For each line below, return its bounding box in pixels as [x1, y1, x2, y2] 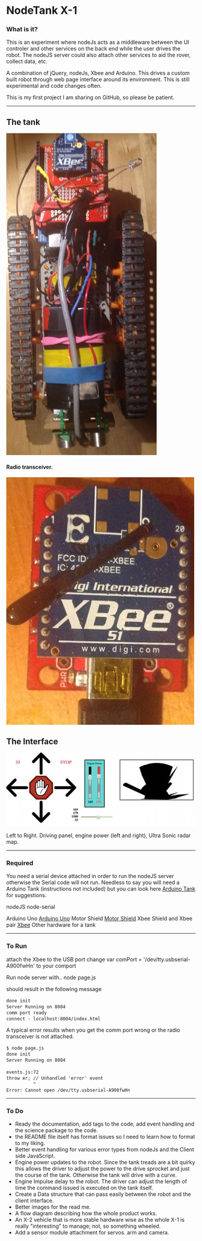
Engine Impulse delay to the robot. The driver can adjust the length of [14, 1178, 188, 1185]
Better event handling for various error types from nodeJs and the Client [14, 1146, 194, 1153]
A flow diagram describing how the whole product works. [14, 1210, 158, 1217]
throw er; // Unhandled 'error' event [6, 1075, 103, 1081]
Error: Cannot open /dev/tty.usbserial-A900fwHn [6, 1087, 130, 1093]
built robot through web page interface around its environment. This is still [6, 76, 190, 83]
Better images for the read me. [14, 1203, 91, 1211]
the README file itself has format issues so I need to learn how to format [14, 1133, 195, 1141]
